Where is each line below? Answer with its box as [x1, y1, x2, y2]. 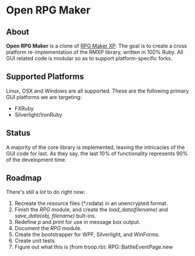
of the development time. [6, 156, 67, 163]
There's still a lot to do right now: [6, 189, 85, 196]
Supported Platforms [6, 71, 84, 82]
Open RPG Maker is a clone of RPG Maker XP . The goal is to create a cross [6, 42, 187, 49]
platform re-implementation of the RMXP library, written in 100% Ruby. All [6, 49, 183, 56]
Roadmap [6, 173, 42, 183]
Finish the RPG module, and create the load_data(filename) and [14, 206, 168, 213]
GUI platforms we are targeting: [6, 93, 82, 100]
